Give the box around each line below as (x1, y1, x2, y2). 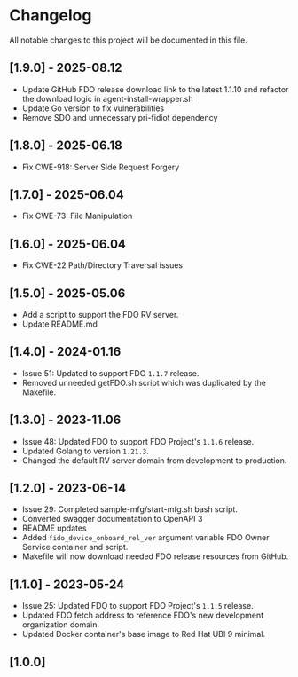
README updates (21, 523, 87, 533)
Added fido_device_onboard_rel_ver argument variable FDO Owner (21, 532, 270, 543)
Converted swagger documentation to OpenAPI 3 (21, 514, 203, 524)
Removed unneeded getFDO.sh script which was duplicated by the (21, 377, 266, 388)
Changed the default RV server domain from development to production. (21, 454, 287, 466)
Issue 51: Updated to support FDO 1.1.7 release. (21, 367, 200, 378)
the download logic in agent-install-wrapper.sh (21, 93, 193, 104)
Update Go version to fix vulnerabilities (21, 103, 165, 114)
